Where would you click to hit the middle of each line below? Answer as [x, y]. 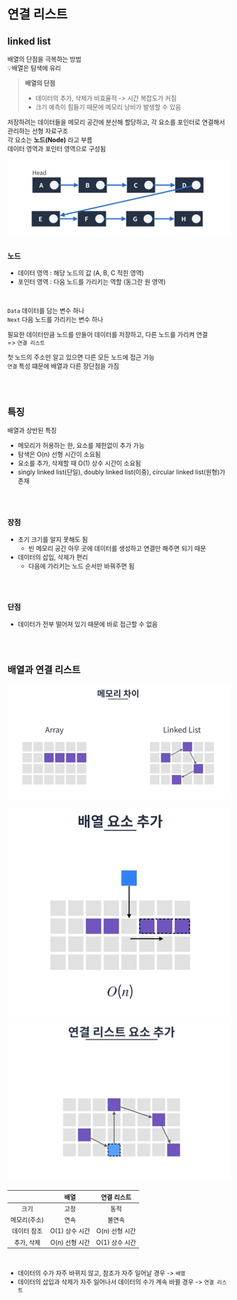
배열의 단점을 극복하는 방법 [44, 59]
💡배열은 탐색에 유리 [34, 68]
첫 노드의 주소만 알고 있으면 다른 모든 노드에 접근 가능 [81, 357]
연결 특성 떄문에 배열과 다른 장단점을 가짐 [63, 366]
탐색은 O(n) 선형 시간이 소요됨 [59, 454]
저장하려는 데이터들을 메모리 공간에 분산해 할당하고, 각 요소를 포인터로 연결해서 [116, 122]
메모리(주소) [27, 1220]
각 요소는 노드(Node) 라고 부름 [50, 140]
